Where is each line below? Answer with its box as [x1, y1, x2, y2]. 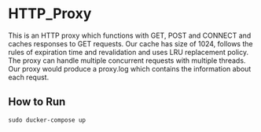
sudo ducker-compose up [8, 115, 86, 124]
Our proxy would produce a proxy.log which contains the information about [8, 64, 252, 73]
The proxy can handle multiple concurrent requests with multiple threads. [8, 56, 246, 65]
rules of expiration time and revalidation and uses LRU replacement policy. [8, 47, 249, 57]
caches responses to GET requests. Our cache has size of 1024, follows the [8, 38, 253, 48]
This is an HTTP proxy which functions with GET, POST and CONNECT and [8, 31, 252, 40]
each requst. [8, 72, 50, 82]
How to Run [8, 95, 66, 108]
